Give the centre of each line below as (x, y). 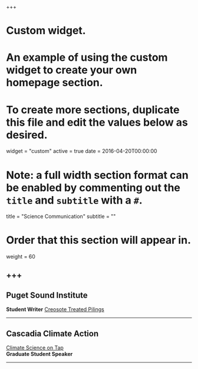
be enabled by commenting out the (93, 187)
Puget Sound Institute (47, 295)
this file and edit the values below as (97, 122)
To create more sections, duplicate (93, 110)
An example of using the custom (87, 58)
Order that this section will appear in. (99, 240)
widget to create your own (72, 70)
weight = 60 (21, 257)
